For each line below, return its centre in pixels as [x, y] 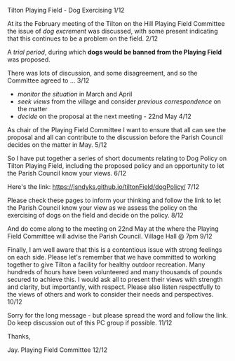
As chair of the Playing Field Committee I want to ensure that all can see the [117, 130]
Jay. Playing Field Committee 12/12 [57, 350]
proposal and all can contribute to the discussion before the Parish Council [115, 137]
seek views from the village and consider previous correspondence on [119, 101]
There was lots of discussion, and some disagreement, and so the [102, 73]
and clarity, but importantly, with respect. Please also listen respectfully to [114, 287]
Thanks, [19, 336]
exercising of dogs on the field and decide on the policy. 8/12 [95, 215]
